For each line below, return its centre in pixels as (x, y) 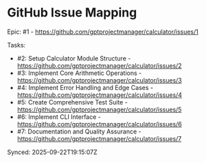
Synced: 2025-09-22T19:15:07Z (52, 152)
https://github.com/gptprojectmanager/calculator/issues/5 (99, 109)
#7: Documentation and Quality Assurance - (79, 131)
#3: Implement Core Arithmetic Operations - (79, 73)
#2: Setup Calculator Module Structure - (74, 58)
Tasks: (16, 45)
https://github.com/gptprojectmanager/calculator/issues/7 (99, 138)
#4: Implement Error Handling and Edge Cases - (85, 87)
